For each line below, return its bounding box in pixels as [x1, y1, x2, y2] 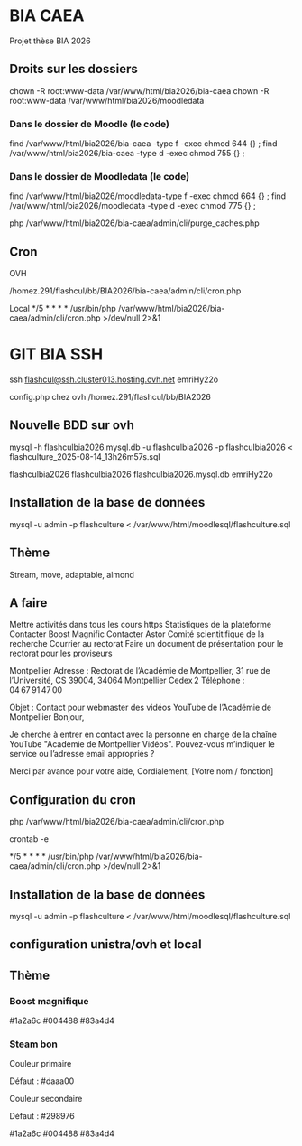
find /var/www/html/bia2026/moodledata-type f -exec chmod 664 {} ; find [9, 191, 287, 201]
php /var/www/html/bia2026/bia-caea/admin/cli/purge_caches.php [9, 218, 260, 228]
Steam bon [9, 1038, 59, 1050]
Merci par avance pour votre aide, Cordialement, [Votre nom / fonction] [9, 766, 274, 777]
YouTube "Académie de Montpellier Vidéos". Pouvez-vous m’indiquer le [9, 739, 275, 750]
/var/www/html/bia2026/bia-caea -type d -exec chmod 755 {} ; [9, 148, 245, 159]
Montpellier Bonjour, [9, 712, 85, 722]
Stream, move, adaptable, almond [9, 569, 135, 580]
